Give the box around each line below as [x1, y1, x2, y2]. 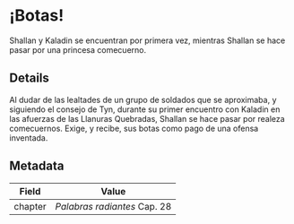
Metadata [9, 159, 65, 174]
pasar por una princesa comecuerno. [9, 44, 146, 55]
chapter [13, 200, 47, 212]
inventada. [9, 132, 48, 143]
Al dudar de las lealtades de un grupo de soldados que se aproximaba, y [9, 94, 277, 105]
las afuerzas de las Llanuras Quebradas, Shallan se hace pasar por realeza [9, 113, 285, 124]
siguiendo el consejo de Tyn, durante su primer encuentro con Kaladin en [9, 104, 281, 115]
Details [9, 71, 49, 86]
